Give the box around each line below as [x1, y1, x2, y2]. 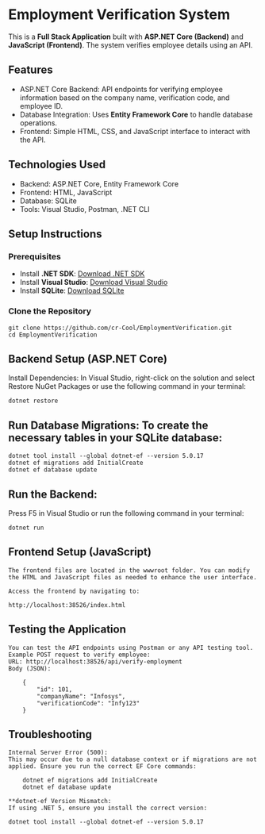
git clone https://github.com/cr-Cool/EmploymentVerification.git [8, 324, 232, 332]
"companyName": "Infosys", [36, 692, 126, 700]
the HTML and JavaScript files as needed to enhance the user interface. [8, 573, 258, 581]
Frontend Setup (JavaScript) [8, 545, 152, 559]
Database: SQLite [19, 196, 77, 206]
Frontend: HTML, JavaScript [19, 187, 113, 197]
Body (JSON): [8, 664, 52, 672]
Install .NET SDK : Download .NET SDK [19, 269, 145, 279]
